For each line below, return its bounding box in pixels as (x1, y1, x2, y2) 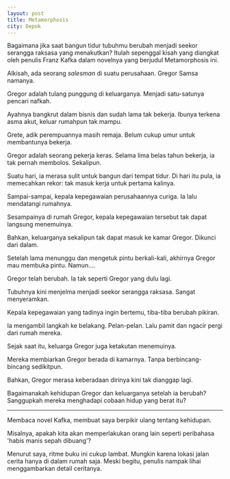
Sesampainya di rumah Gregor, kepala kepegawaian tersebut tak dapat (7, 213, 207, 221)
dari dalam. (7, 241, 39, 249)
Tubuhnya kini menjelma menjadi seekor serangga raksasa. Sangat (7, 288, 196, 296)
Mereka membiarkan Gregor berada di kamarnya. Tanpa (7, 355, 166, 363)
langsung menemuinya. (7, 220, 73, 229)
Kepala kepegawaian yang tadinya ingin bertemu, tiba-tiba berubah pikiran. (7, 309, 220, 317)
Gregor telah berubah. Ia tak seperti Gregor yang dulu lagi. (7, 274, 172, 283)
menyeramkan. (7, 295, 49, 303)
